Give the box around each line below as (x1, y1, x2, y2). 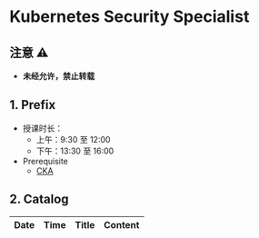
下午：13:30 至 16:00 (35, 145, 115, 156)
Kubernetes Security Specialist (9, 6, 250, 27)
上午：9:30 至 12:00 (35, 134, 111, 144)
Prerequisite (22, 155, 68, 166)
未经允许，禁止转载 (22, 71, 95, 81)
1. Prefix (9, 97, 56, 113)
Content (104, 218, 140, 231)
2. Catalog (9, 192, 70, 207)
